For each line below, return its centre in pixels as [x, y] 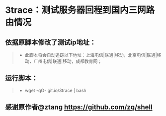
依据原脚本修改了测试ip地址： [50, 42]
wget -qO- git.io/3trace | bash [55, 90]
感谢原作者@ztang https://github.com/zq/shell [79, 107]
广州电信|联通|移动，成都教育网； [68, 61]
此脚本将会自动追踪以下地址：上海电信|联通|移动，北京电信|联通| [91, 55]
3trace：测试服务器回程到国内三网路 [80, 10]
